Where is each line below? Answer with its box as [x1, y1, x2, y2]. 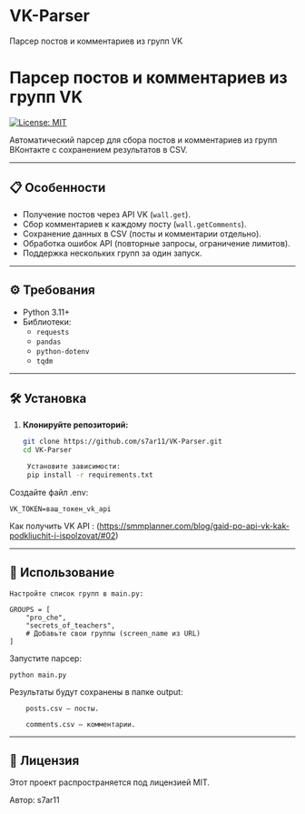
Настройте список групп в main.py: [9, 588, 144, 598]
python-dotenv [35, 347, 90, 356]
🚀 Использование [9, 565, 115, 580]
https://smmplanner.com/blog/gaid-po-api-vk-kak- [99, 520, 290, 531]
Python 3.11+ [22, 307, 71, 317]
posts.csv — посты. [25, 704, 100, 713]
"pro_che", [25, 613, 67, 622]
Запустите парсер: [9, 652, 82, 664]
